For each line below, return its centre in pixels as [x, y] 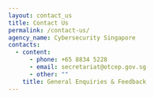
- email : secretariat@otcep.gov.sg [88, 67]
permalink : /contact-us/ [49, 30]
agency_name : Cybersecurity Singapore [72, 38]
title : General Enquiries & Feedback [85, 81]
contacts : [24, 45]
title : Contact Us [38, 23]
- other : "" [49, 74]
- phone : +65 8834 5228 [68, 60]
